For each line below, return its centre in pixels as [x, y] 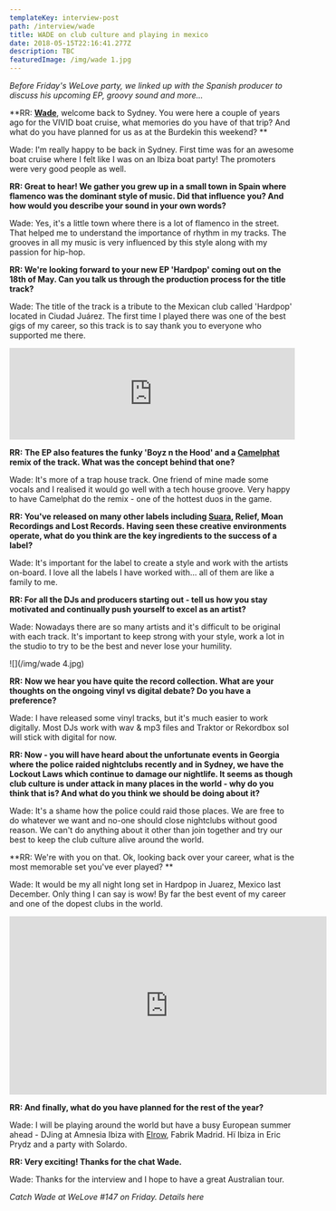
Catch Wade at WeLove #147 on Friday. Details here [107, 1197]
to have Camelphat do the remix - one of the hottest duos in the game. [141, 499]
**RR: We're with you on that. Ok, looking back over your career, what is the [152, 857]
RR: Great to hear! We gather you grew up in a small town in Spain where [148, 186]
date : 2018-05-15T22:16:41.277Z [70, 43]
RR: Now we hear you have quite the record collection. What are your [142, 681]
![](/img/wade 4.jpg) [47, 663]
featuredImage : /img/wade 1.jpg [70, 60]
